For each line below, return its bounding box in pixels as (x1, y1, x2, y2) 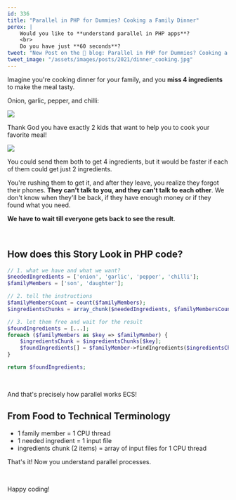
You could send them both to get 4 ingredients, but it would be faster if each (7, 157, 228, 166)
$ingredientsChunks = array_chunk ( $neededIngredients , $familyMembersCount (7, 305, 234, 312)
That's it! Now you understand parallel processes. (7, 457, 152, 466)
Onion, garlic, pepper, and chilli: (7, 96, 100, 105)
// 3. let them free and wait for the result (7, 318, 143, 325)
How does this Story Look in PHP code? (7, 249, 183, 261)
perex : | (7, 23, 33, 30)
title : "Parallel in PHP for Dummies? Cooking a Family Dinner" (7, 17, 199, 24)
